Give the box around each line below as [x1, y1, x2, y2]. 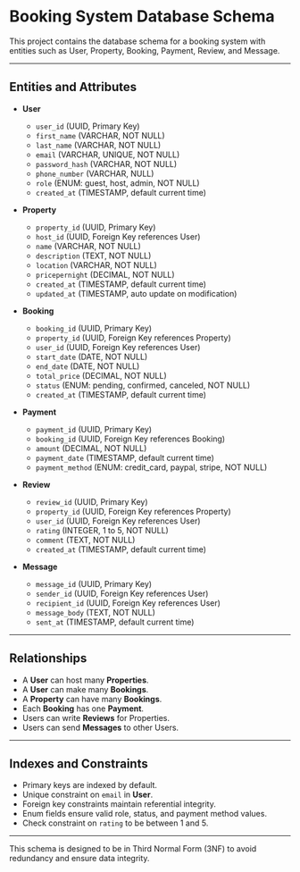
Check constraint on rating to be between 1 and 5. [21, 817, 209, 828]
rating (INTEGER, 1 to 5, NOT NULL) [35, 524, 170, 535]
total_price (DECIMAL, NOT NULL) [35, 370, 167, 381]
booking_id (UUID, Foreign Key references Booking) [35, 433, 226, 444]
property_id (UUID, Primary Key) [35, 222, 156, 232]
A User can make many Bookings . [21, 683, 149, 694]
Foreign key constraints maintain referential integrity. [21, 799, 217, 809]
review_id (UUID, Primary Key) [35, 496, 149, 507]
